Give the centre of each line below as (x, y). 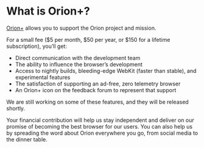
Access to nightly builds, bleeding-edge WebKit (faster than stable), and (106, 70)
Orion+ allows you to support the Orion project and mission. (81, 28)
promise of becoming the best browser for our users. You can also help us (100, 126)
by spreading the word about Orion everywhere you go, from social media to (102, 133)
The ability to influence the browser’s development (79, 64)
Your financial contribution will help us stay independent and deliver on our (100, 120)
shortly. (16, 108)
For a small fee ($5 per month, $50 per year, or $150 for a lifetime (88, 39)
